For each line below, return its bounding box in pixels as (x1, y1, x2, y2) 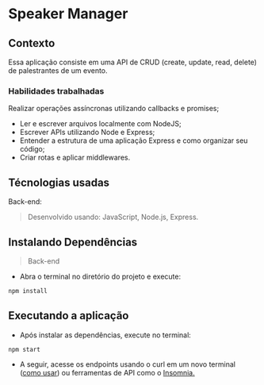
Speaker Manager (8, 5, 128, 23)
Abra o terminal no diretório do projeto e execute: (19, 271, 181, 281)
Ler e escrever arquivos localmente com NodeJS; (19, 119, 182, 129)
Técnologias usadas (8, 175, 109, 189)
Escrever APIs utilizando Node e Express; (19, 128, 155, 137)
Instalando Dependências (8, 235, 138, 248)
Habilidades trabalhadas (8, 85, 105, 96)
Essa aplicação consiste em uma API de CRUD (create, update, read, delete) (8, 57, 258, 67)
